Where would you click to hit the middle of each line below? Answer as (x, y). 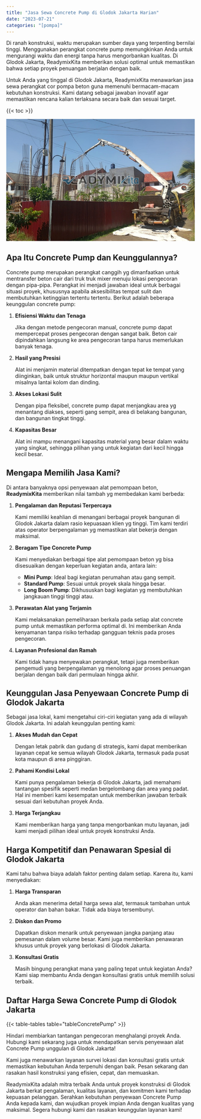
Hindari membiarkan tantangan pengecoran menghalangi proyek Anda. (94, 1036)
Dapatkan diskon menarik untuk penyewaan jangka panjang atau (95, 933)
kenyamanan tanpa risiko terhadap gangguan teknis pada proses (95, 632)
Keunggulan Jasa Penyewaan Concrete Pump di (98, 694)
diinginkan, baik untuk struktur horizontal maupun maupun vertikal (96, 376)
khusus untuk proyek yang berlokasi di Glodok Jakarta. (83, 945)
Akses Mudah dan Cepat (46, 735)
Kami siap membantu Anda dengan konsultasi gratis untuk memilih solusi (105, 975)
